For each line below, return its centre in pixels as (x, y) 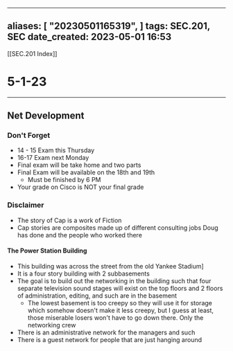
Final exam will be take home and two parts (79, 165)
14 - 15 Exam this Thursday (56, 150)
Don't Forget (29, 136)
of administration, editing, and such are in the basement (97, 296)
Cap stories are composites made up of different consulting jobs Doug (118, 227)
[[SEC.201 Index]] (32, 53)
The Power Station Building (47, 251)
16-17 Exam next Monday (53, 158)
